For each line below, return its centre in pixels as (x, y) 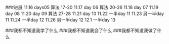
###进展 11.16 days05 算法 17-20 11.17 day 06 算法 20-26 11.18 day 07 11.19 (82, 7)
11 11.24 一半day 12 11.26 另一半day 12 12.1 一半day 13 (60, 20)
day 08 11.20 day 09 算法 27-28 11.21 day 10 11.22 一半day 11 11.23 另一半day (85, 13)
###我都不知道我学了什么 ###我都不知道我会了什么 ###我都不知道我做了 (81, 30)
